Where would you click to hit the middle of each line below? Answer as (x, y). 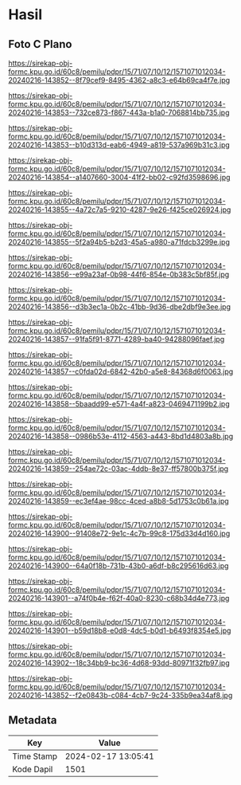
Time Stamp (35, 756)
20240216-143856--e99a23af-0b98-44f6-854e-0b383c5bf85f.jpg (119, 274)
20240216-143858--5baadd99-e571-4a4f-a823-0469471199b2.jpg (119, 404)
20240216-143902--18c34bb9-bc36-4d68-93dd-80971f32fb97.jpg (119, 663)
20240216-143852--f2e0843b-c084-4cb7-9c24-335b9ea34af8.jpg (120, 695)
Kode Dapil (33, 769)
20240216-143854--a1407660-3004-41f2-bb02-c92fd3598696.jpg (119, 177)
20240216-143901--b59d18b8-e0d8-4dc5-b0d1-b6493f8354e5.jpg (120, 630)
